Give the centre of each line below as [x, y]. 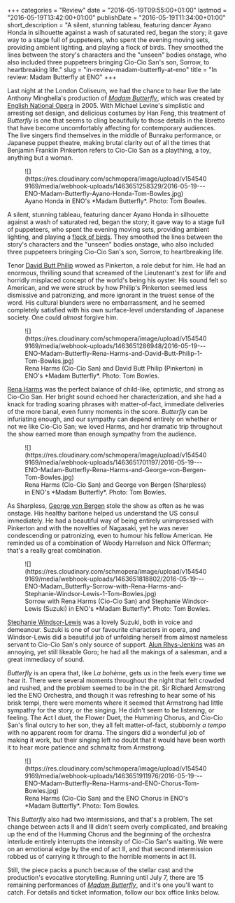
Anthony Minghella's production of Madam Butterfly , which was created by [116, 98]
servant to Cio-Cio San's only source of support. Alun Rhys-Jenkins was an [116, 644]
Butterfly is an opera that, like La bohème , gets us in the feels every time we [117, 673]
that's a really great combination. [55, 550]
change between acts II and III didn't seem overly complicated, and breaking [117, 827]
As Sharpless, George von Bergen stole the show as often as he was [106, 506]
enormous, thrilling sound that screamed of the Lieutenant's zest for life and [117, 273]
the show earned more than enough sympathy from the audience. [102, 434]
